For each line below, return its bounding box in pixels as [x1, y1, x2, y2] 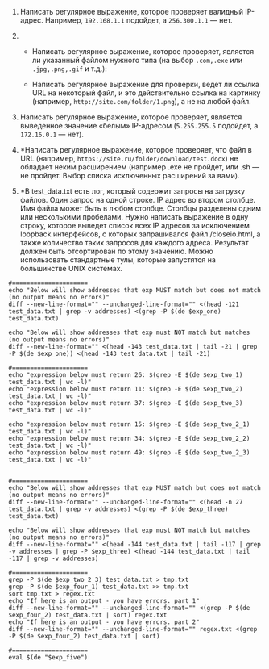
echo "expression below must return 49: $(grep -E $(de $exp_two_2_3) [8, 449, 250, 457]
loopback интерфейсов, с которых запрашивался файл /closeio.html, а [19, 229, 261, 239]
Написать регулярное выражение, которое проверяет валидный [19, 7, 244, 16]
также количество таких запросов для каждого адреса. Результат [19, 238, 249, 247]
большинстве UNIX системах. [19, 264, 123, 273]
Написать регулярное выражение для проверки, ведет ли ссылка [31, 80, 260, 89]
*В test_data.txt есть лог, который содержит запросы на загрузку [19, 186, 246, 196]
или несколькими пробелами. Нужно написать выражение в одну [19, 212, 249, 221]
